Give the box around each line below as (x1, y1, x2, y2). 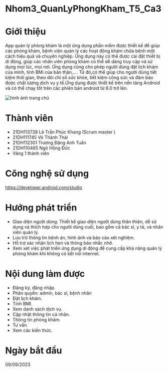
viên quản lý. (12, 229, 39, 235)
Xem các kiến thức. (12, 327, 53, 333)
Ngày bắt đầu (5, 345, 62, 356)
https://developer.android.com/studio (5, 184, 83, 191)
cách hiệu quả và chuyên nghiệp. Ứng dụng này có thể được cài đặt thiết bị (5, 53, 160, 59)
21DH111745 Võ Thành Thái (12, 134, 68, 140)
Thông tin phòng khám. (12, 316, 61, 322)
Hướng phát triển (5, 202, 77, 214)
